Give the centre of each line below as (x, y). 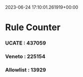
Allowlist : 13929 (26, 69)
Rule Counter (33, 27)
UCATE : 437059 (26, 43)
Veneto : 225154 (25, 56)
